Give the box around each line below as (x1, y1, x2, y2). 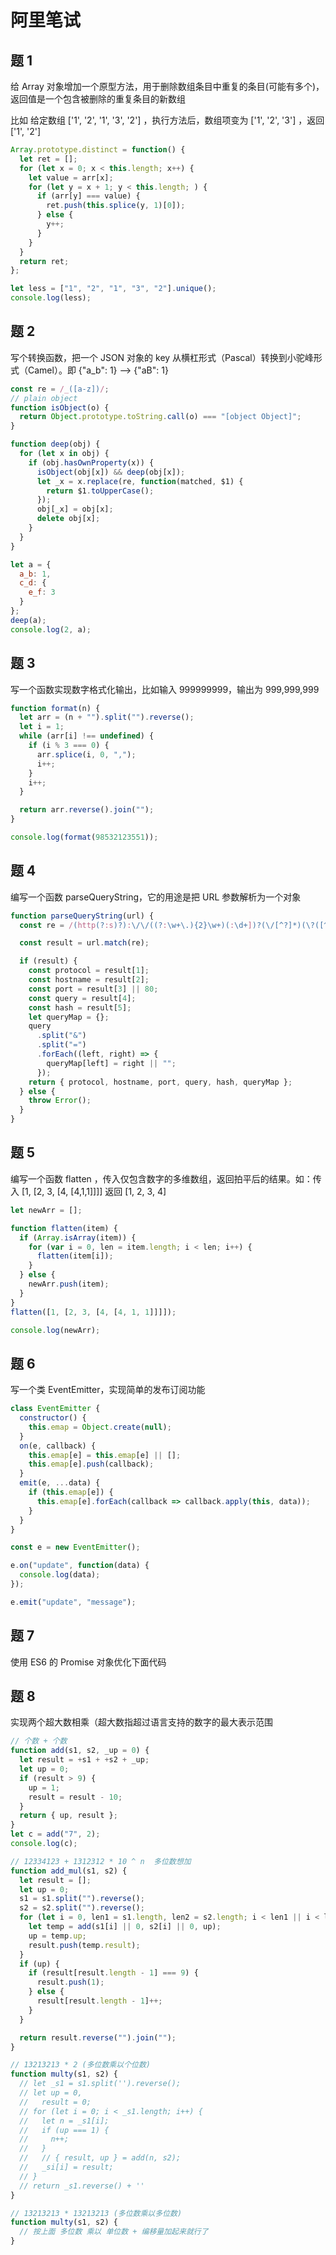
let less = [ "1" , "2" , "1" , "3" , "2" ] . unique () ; (10, 284, 217, 294)
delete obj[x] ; (36, 514, 101, 524)
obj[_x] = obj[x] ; (36, 504, 114, 515)
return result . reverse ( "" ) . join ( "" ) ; (19, 2032, 177, 2043)
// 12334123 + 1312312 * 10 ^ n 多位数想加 (10, 1856, 192, 1866)
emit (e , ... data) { (19, 1478, 101, 1488)
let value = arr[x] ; (28, 172, 114, 183)
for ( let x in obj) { (19, 449, 110, 459)
